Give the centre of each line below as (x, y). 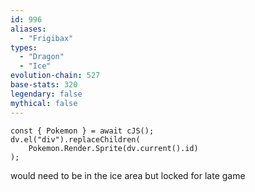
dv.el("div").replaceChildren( (75, 139)
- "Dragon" (42, 57)
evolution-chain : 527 (55, 76)
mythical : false (44, 103)
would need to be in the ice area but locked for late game (128, 175)
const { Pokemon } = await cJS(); (82, 131)
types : (24, 47)
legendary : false (46, 94)
